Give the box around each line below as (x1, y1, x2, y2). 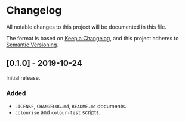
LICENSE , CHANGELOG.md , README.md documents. (14, 102, 127, 110)
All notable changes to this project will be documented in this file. (6, 23, 167, 30)
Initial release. (6, 74, 41, 81)
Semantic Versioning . (6, 41, 58, 48)
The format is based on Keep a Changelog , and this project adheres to (6, 35, 179, 42)
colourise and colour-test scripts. (14, 109, 101, 116)
